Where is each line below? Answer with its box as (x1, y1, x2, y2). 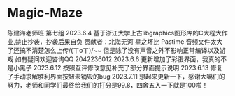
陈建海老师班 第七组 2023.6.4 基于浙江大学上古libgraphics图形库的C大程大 (7, 29, 222, 37)
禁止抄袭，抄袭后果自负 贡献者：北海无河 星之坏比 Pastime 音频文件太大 (15, 37, 223, 46)
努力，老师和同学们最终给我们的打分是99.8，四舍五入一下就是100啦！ (7, 81, 208, 89)
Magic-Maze (7, 5, 83, 21)
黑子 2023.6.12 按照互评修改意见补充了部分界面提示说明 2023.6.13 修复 (19, 63, 223, 72)
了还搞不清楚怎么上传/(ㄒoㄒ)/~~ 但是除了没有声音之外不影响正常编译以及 (7, 46, 220, 54)
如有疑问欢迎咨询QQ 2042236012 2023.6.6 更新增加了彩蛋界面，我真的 (15, 54, 221, 63)
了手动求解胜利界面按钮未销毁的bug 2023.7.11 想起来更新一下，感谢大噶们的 (7, 72, 225, 81)
